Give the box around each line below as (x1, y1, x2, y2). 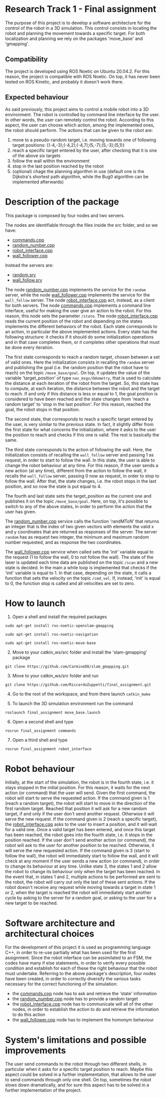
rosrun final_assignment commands (5, 728, 77, 733)
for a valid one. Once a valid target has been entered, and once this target (5, 827, 156, 833)
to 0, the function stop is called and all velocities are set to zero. (5, 580, 135, 586)
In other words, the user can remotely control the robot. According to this (5, 117, 154, 123)
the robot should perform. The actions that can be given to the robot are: (5, 127, 153, 133)
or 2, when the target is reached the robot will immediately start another (5, 889, 152, 895)
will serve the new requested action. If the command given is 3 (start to (5, 847, 150, 853)
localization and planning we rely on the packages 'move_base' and (5, 36, 143, 42)
